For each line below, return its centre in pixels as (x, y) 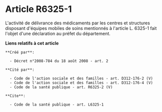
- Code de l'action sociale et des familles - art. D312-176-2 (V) (81, 78)
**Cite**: (15, 96)
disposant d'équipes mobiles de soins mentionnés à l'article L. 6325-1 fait (81, 28)
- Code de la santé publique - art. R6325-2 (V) (61, 87)
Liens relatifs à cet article (32, 43)
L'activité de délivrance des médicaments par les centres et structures (77, 23)
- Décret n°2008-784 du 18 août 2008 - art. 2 (59, 61)
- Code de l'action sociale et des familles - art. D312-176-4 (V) (81, 83)
